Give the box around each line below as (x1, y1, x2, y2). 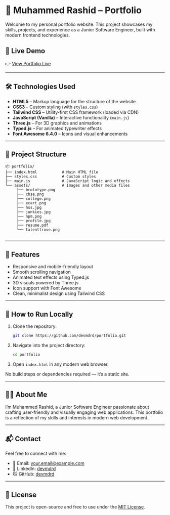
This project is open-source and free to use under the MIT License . (5, 504, 145, 510)
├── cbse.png (16, 192, 44, 197)
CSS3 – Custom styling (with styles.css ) (12, 104, 98, 110)
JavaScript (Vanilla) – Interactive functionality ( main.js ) (12, 114, 130, 120)
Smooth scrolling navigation (12, 269, 71, 275)
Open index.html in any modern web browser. (12, 361, 109, 367)
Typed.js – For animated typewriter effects (12, 125, 102, 131)
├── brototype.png (16, 187, 56, 193)
